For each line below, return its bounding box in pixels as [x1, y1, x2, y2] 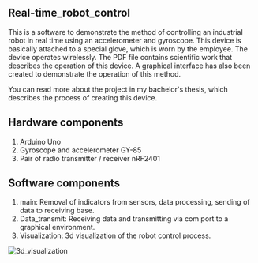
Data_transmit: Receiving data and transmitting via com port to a [19, 214, 229, 224]
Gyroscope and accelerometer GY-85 [19, 145, 142, 155]
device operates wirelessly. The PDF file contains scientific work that [8, 52, 233, 62]
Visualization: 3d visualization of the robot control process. [19, 231, 211, 240]
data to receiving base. [19, 205, 95, 216]
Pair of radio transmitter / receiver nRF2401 [19, 153, 160, 163]
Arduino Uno [19, 137, 62, 146]
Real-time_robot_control [8, 6, 131, 20]
